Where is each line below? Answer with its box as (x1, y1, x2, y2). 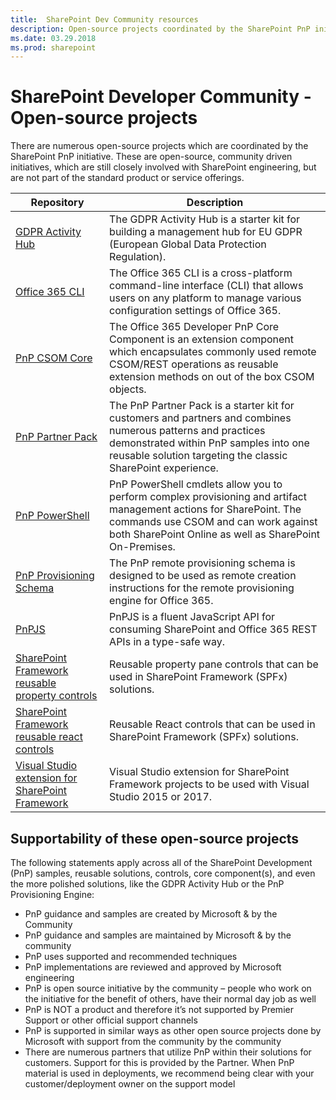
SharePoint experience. (109, 461, 219, 475)
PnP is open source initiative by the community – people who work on (24, 982, 312, 994)
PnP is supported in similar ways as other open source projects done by (24, 1025, 322, 1036)
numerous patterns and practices (109, 424, 266, 438)
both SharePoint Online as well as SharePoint (109, 527, 321, 541)
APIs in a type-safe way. (109, 635, 225, 649)
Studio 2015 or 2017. (109, 790, 213, 804)
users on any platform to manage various (109, 291, 302, 305)
